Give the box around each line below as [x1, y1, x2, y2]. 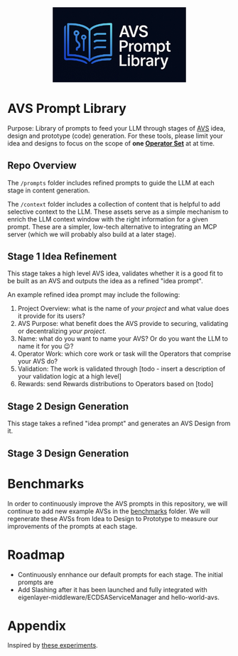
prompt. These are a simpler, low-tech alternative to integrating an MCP [7, 222, 217, 231]
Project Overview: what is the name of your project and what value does [17, 305, 229, 313]
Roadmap [7, 547, 65, 563]
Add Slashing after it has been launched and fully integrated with [17, 585, 207, 594]
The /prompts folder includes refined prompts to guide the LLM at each [7, 178, 215, 187]
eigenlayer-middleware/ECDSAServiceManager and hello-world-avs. [17, 593, 220, 601]
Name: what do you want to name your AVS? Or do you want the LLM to [17, 334, 229, 343]
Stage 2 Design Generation [7, 400, 129, 412]
